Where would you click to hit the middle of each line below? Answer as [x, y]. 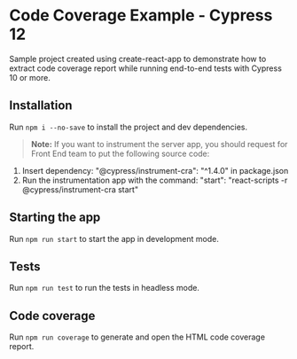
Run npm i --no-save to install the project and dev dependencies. [129, 127]
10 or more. [30, 77]
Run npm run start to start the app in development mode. [114, 238]
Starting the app [55, 218]
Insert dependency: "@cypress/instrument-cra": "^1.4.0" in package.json [155, 170]
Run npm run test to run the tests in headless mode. [104, 288]
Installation [41, 106]
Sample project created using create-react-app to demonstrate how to [138, 59]
